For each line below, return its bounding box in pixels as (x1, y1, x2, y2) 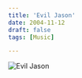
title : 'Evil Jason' (8, 11, 76, 19)
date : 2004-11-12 (8, 19, 65, 27)
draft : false (8, 26, 51, 34)
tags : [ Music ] (8, 33, 55, 41)
